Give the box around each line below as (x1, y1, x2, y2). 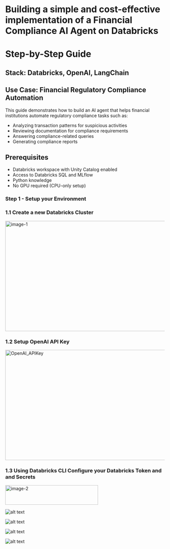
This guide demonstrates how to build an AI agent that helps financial (5, 107, 150, 113)
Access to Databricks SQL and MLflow (12, 172, 93, 178)
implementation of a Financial (5, 14, 133, 26)
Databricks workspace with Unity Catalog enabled (12, 166, 117, 173)
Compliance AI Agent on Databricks (5, 25, 158, 36)
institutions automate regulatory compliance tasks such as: (5, 113, 128, 119)
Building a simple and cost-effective (5, 4, 160, 15)
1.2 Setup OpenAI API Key (5, 338, 70, 345)
